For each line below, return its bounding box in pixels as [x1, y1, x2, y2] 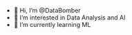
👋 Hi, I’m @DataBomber [13, 7, 81, 14]
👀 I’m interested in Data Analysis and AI [13, 13, 126, 22]
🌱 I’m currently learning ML [13, 21, 91, 28]
